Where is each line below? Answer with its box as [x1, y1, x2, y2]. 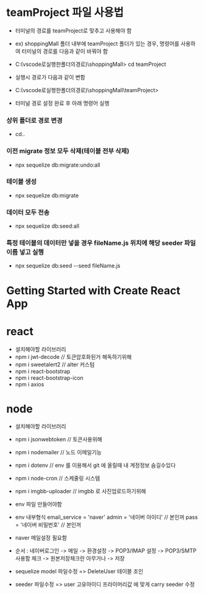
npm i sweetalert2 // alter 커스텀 [15, 361, 95, 368]
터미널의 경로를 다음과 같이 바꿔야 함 [21, 47, 108, 55]
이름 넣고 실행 [6, 248, 44, 256]
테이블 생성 [6, 178, 37, 186]
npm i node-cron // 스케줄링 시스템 [15, 474, 100, 482]
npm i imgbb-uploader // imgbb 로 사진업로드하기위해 [15, 488, 146, 495]
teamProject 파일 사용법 [6, 5, 124, 20]
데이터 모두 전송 [6, 208, 50, 217]
